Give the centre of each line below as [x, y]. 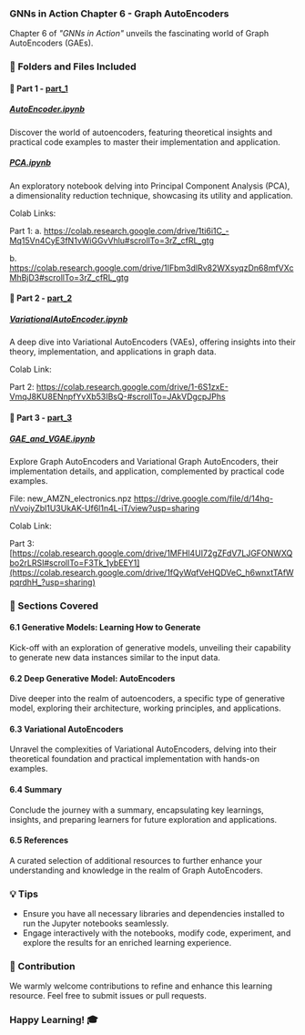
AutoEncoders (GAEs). [51, 43]
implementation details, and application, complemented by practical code [147, 471]
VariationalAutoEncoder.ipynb [69, 319]
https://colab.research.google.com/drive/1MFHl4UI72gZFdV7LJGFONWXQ [152, 553]
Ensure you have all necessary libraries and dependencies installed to [153, 914]
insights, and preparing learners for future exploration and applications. [143, 819]
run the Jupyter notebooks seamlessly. [96, 924]
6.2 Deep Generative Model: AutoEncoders [92, 678]
